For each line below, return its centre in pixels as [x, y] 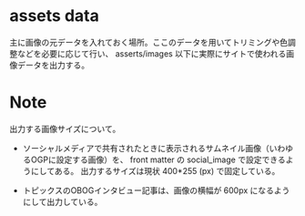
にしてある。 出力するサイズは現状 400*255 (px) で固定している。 [155, 170]
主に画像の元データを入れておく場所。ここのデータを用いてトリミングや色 [149, 42]
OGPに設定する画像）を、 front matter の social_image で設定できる [158, 159]
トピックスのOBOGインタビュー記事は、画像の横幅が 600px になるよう [156, 190]
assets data [55, 16]
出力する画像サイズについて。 [65, 129]
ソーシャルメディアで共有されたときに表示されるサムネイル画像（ [146, 148]
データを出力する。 [53, 65]
